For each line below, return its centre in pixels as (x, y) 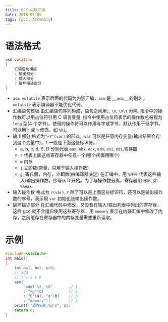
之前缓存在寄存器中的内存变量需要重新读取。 (68, 218)
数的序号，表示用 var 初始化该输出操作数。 (57, 198)
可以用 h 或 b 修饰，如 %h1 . (40, 130)
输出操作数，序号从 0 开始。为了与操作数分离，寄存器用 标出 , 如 (92, 181)
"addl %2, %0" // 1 (51, 287)
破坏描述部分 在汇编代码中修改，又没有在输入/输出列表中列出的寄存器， (87, 205)
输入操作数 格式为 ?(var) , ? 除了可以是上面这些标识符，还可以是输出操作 (88, 192)
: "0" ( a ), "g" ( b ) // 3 (51, 296)
